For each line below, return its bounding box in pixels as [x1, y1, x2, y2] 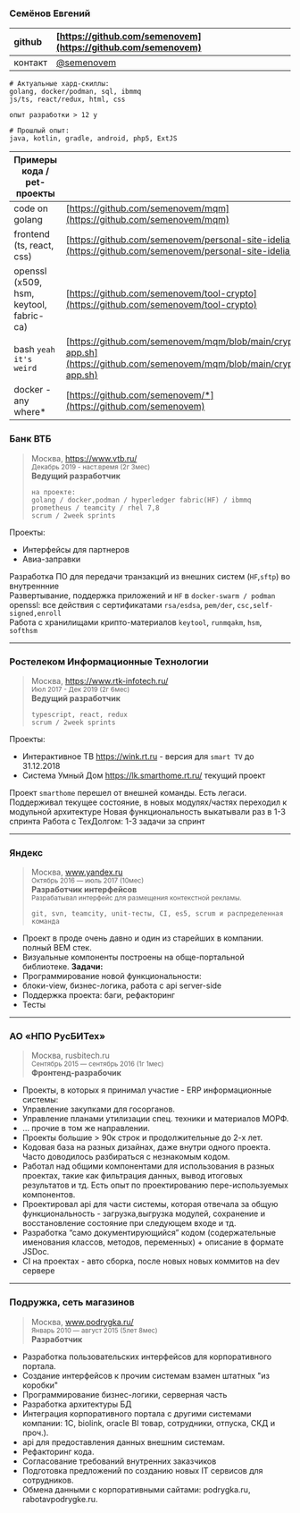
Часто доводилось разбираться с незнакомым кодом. [21, 1152, 230, 1162]
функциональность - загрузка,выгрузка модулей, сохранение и [21, 1208, 266, 1219]
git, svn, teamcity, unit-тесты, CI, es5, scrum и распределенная [30, 909, 284, 918]
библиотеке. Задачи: [21, 961, 104, 972]
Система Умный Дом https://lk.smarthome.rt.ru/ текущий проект [21, 770, 266, 781]
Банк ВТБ [9, 433, 52, 445]
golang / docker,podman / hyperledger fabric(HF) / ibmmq [30, 495, 252, 504]
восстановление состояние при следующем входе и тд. [21, 1218, 237, 1229]
